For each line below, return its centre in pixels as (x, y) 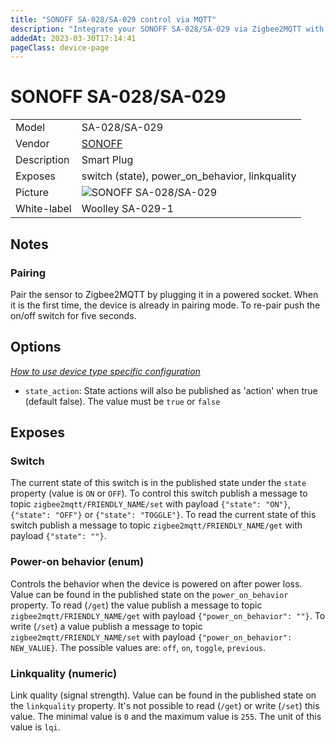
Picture (32, 193)
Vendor (32, 144)
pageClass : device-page (60, 47)
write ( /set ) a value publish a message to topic (106, 626)
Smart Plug (107, 160)
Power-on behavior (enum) (77, 562)
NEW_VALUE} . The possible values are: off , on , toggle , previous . (138, 647)
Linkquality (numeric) (64, 673)
